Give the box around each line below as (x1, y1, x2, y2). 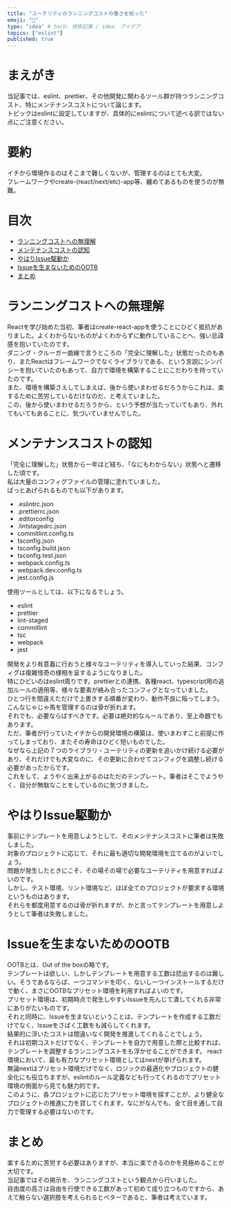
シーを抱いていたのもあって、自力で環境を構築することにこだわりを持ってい (7, 366, 224, 374)
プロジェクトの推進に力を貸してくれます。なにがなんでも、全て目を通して (7, 1099, 217, 1107)
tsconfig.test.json (17, 551, 67, 559)
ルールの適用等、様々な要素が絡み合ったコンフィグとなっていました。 (12, 685, 212, 694)
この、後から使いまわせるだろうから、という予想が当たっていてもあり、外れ (7, 400, 223, 409)
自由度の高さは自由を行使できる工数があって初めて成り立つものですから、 (7, 1184, 219, 1193)
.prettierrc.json (17, 507, 60, 515)
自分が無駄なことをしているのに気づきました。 (19, 781, 152, 789)
